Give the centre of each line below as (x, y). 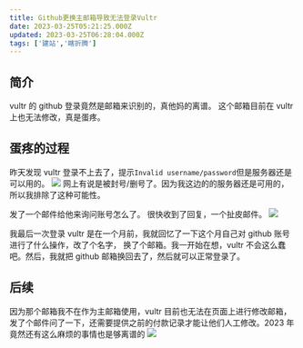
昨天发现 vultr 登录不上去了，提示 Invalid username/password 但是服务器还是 (151, 172)
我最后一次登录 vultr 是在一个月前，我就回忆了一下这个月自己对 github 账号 (150, 234)
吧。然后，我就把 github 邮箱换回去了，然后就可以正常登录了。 (127, 256)
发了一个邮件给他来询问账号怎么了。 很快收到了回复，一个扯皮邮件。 (138, 214)
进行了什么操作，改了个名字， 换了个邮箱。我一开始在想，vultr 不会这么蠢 (148, 244)
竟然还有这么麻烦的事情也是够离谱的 (77, 333)
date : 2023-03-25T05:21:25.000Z (71, 26)
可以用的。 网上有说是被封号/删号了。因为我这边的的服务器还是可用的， (149, 184)
